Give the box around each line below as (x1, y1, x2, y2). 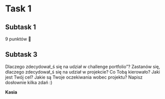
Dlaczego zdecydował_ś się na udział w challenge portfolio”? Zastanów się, (5, 63, 160, 70)
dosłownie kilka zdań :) (5, 79, 52, 85)
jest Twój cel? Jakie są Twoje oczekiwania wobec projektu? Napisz (5, 74, 143, 80)
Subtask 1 (5, 23, 36, 31)
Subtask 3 (5, 50, 37, 59)
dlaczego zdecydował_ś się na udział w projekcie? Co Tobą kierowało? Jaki (5, 69, 160, 75)
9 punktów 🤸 (5, 36, 31, 42)
